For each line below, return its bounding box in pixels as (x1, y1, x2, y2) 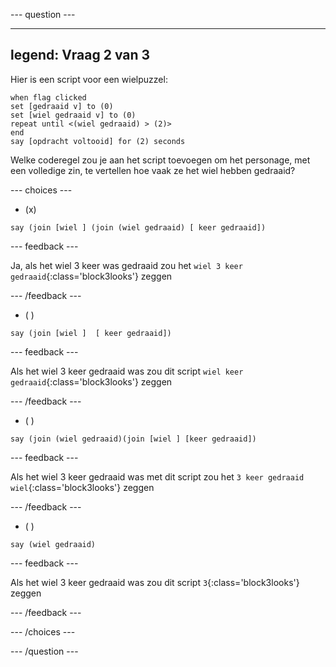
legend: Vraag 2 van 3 (10, 47, 151, 64)
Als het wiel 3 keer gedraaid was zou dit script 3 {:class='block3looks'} (10, 576, 300, 588)
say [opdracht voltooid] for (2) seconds (10, 136, 186, 146)
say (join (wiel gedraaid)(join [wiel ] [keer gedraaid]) (10, 434, 257, 444)
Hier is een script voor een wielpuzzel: (10, 73, 168, 85)
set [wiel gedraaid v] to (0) (10, 110, 137, 120)
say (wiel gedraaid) (10, 539, 97, 549)
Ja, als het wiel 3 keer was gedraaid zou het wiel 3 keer (10, 259, 243, 271)
